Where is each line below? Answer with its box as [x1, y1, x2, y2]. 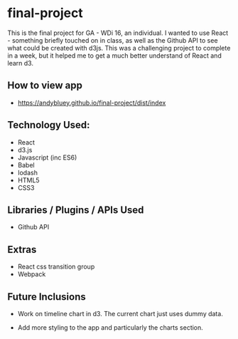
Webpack [17, 270, 46, 278]
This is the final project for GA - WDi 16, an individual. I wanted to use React [7, 28, 229, 37]
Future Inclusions [7, 291, 87, 303]
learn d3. [7, 58, 34, 67]
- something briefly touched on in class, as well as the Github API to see [7, 36, 218, 44]
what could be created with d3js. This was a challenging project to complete [7, 43, 231, 52]
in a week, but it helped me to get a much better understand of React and [7, 51, 222, 60]
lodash [17, 168, 38, 177]
